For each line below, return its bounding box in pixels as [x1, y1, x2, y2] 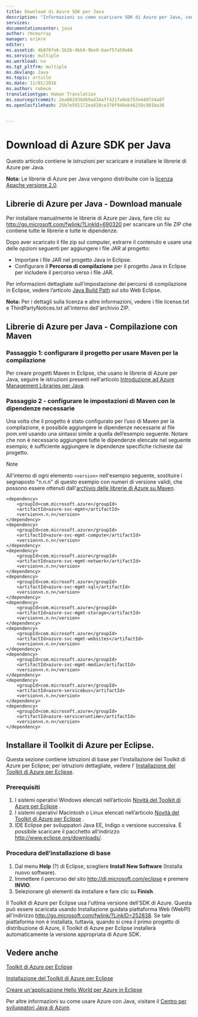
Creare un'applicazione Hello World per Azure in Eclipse [6, 986, 143, 993]
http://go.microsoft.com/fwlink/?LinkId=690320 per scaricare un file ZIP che [6, 221, 192, 228]
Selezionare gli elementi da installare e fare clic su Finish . [14, 887, 154, 894]
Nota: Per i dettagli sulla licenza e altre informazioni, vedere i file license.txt [6, 298, 190, 305]
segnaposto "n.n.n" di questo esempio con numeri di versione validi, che [6, 478, 183, 485]
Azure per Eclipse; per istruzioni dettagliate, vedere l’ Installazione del [6, 762, 176, 770]
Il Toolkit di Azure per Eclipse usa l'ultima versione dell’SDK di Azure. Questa [6, 899, 192, 906]
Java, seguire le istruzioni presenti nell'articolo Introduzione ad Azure [6, 375, 175, 382]
